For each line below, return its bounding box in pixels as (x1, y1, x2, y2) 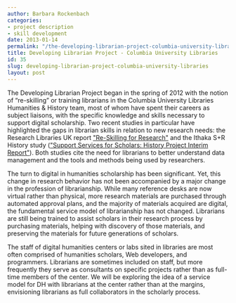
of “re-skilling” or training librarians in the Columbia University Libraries (7, 96, 214, 104)
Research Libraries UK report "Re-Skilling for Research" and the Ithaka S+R (7, 133, 225, 141)
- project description (7, 23, 74, 30)
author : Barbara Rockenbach (7, 10, 90, 18)
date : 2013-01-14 (7, 37, 58, 44)
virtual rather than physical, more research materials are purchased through (7, 191, 227, 200)
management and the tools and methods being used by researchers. (7, 155, 206, 164)
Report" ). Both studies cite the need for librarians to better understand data (7, 148, 225, 157)
